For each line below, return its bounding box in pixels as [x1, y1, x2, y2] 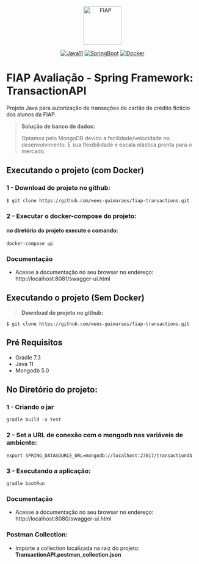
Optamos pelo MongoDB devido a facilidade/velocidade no [21, 134, 170, 141]
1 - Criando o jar [6, 402, 54, 411]
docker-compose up [6, 240, 53, 247]
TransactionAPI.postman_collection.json [15, 551, 121, 558]
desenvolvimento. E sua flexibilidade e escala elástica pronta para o [21, 141, 192, 148]
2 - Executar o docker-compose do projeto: [6, 211, 137, 220]
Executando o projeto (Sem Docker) [6, 293, 145, 303]
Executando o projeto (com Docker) [6, 165, 145, 176]
